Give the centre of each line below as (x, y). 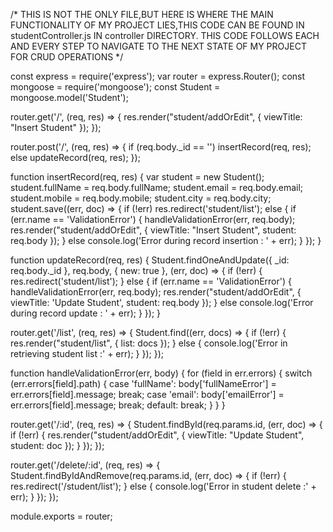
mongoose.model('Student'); (69, 97)
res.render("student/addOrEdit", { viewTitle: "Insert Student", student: (153, 230)
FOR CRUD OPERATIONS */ (67, 57)
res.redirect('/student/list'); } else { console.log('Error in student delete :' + (163, 486)
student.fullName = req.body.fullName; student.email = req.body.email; (157, 187)
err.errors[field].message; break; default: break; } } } (118, 405)
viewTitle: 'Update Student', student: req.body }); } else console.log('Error (162, 302)
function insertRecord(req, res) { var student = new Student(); (137, 177)
